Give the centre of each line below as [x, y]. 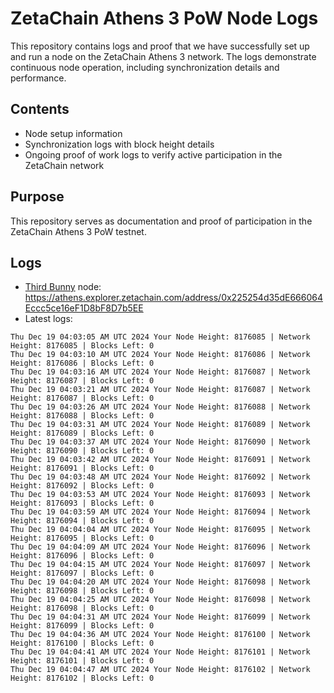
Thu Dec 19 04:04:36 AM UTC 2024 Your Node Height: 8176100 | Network [160, 635]
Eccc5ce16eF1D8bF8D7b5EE [84, 308]
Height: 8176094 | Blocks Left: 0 [82, 521]
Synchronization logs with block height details [119, 144]
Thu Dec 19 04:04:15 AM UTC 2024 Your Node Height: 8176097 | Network [160, 565]
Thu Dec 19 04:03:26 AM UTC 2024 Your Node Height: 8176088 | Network [160, 407]
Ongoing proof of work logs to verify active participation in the [153, 154]
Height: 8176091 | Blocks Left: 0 [82, 468]
